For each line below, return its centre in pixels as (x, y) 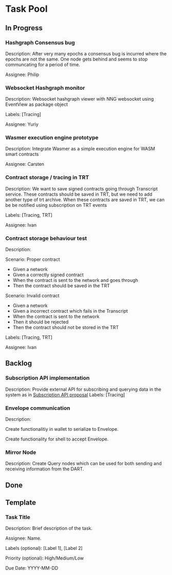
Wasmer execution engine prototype (52, 138)
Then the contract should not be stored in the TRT (66, 328)
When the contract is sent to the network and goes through (75, 280)
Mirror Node (21, 452)
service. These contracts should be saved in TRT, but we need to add (79, 194)
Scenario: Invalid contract (33, 296)
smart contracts (22, 154)
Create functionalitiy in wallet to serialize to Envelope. (62, 429)
